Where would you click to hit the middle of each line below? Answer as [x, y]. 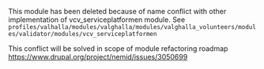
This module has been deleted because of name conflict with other [117, 11]
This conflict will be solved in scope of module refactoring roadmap [118, 49]
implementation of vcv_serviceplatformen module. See [97, 20]
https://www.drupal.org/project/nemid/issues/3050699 [98, 57]
